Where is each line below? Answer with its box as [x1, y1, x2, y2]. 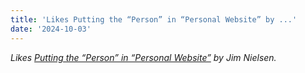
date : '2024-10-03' [10, 24, 92, 34]
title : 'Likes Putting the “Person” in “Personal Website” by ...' [10, 14, 298, 25]
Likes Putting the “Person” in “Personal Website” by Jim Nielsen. [10, 51, 277, 63]
